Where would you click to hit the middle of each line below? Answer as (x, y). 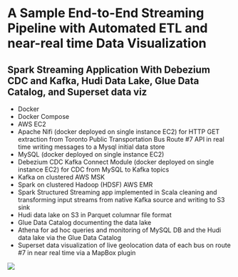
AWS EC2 (32, 124)
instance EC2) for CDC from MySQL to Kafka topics (93, 169)
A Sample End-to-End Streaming (106, 13)
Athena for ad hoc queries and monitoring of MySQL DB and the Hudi (119, 230)
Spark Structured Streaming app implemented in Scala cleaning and (117, 192)
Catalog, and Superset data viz (77, 92)
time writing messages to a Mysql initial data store (91, 147)
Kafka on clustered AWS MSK (61, 177)
